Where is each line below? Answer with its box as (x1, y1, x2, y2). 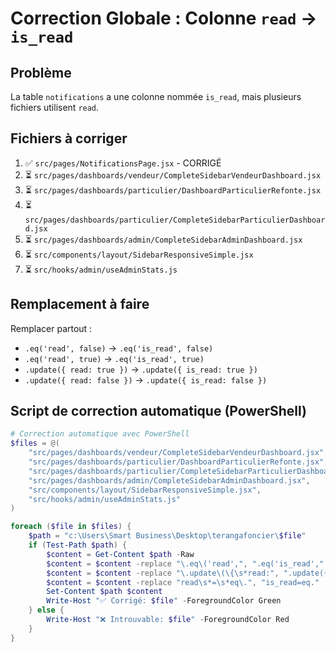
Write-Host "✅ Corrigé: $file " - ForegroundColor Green (46, 596, 282, 606)
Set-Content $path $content (46, 587, 163, 597)
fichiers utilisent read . (10, 102, 100, 113)
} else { (28, 605, 65, 616)
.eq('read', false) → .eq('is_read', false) (24, 342, 214, 354)
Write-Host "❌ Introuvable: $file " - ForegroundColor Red (46, 615, 290, 625)
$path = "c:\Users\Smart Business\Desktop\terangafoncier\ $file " (28, 531, 307, 541)
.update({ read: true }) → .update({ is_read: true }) (24, 363, 258, 375)
